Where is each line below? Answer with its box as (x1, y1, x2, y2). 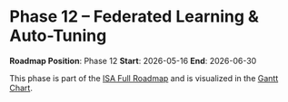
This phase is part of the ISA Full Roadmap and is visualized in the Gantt (9, 72, 279, 83)
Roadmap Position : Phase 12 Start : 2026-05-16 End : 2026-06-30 (9, 55, 257, 66)
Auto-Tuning (9, 25, 107, 46)
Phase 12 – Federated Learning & (9, 6, 259, 27)
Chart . (9, 82, 34, 93)
